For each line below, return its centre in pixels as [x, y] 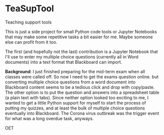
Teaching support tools [28, 22]
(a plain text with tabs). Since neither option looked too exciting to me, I [77, 97]
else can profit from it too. [31, 42]
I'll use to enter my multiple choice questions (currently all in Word [72, 56]
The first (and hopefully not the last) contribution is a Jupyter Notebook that [82, 52]
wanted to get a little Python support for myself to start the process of [76, 103]
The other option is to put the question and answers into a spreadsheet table [82, 92]
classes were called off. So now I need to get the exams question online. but [82, 77]
